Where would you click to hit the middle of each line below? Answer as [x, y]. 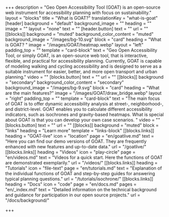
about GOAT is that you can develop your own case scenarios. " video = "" [83, 120]
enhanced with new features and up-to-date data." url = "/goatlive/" [76, 147]
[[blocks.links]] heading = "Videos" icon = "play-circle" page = [70, 152]
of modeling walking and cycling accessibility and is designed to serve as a [83, 66]
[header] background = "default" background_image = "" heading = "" [78, 23]
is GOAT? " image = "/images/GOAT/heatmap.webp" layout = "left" [74, 45]
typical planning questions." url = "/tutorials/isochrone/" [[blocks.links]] [79, 179]
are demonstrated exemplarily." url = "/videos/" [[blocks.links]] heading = [81, 163]
